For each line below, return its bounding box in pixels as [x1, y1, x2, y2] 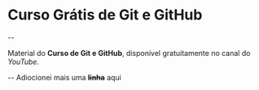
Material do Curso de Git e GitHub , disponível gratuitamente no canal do [7, 48, 251, 58]
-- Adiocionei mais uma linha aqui [7, 72, 121, 82]
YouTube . [7, 57, 40, 66]
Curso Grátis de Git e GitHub [7, 6, 203, 24]
